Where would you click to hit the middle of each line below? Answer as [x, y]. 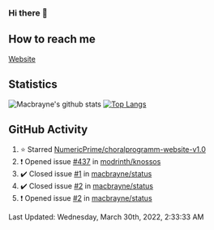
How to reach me [52, 39]
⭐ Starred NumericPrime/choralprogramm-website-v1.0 [113, 150]
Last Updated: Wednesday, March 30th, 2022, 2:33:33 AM [106, 217]
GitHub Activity [48, 129]
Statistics [33, 85]
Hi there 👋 [28, 13]
